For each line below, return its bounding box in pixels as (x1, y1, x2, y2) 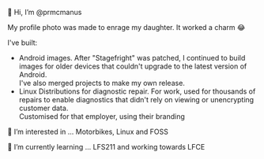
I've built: (7, 38, 38, 47)
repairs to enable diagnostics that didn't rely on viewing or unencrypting (18, 95, 255, 104)
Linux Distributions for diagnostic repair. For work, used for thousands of (18, 87, 256, 96)
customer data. (18, 103, 69, 113)
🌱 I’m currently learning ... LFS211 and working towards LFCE (7, 142, 206, 151)
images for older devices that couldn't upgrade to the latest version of (18, 61, 247, 71)
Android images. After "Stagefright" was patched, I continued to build (18, 54, 246, 62)
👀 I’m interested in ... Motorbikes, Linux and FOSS (7, 127, 169, 136)
